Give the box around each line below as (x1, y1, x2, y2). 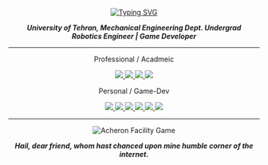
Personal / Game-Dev (98, 86, 170, 96)
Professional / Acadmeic (93, 54, 175, 64)
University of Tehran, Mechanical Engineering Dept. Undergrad (26, 23, 242, 32)
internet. (119, 150, 149, 159)
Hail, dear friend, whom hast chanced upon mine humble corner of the (14, 141, 254, 151)
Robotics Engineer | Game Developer (71, 32, 197, 41)
